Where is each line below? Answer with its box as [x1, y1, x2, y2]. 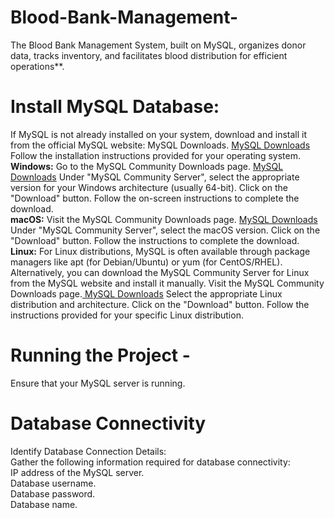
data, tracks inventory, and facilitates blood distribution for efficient [10, 49, 288, 61]
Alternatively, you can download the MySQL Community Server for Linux [10, 266, 310, 278]
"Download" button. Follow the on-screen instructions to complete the [10, 192, 300, 204]
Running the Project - [10, 344, 191, 367]
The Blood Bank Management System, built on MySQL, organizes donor [10, 39, 307, 51]
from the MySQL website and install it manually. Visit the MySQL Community [10, 277, 325, 289]
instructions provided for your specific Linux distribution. [10, 309, 244, 321]
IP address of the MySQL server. [10, 466, 145, 478]
